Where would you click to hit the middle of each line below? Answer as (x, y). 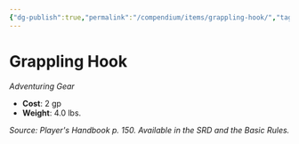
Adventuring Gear (42, 86)
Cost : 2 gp (42, 103)
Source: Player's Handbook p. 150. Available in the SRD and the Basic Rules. (149, 130)
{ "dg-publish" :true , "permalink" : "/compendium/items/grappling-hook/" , (143, 17)
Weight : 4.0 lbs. (52, 113)
